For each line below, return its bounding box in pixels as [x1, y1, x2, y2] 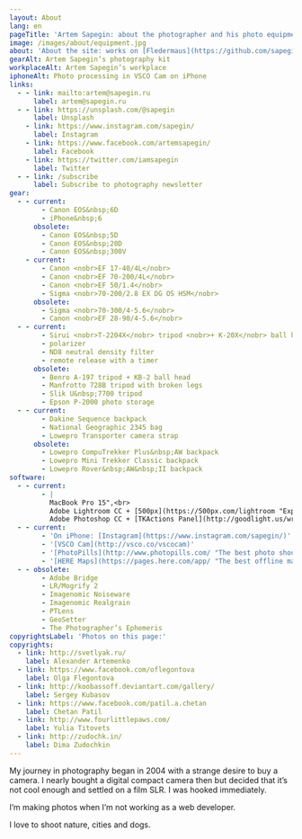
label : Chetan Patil [25, 707, 102, 716]
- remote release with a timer [41, 356, 159, 365]
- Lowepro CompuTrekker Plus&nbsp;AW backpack [41, 448, 219, 457]
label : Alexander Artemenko [25, 657, 130, 666]
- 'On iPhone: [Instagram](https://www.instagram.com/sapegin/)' [41, 531, 292, 540]
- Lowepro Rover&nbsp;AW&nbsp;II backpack [41, 465, 203, 474]
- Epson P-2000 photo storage [41, 397, 155, 407]
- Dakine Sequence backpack [41, 415, 147, 424]
